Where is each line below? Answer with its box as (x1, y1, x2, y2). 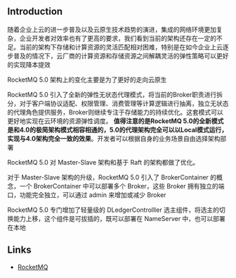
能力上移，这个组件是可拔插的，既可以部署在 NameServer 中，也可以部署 (13, 214, 226, 222)
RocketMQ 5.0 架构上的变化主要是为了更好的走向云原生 (7, 75, 167, 84)
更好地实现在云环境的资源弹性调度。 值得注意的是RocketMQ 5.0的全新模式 (7, 116, 224, 125)
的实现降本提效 (7, 60, 51, 69)
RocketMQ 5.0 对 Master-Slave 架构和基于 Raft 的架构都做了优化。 (7, 158, 199, 166)
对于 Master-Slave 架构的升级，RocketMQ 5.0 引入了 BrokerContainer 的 (7, 172, 217, 182)
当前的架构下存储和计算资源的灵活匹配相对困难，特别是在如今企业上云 (19, 42, 223, 51)
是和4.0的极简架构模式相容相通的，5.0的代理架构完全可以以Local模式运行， (7, 125, 228, 134)
